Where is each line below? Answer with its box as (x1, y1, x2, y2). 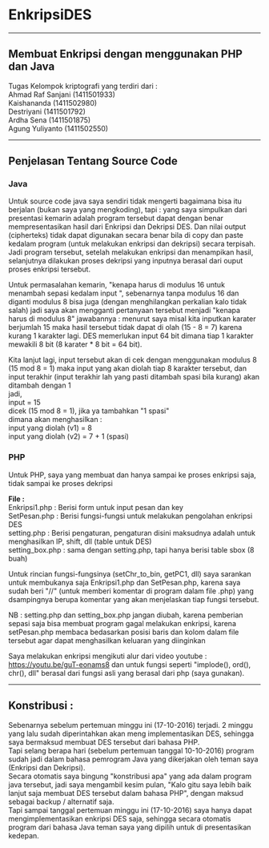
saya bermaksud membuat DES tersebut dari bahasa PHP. (8, 737, 200, 746)
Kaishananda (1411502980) (8, 98, 98, 107)
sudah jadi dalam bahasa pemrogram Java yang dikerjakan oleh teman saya (8, 754, 259, 764)
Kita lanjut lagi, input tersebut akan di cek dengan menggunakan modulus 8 (8, 355, 258, 365)
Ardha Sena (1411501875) (8, 115, 91, 125)
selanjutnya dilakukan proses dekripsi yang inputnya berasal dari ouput (8, 256, 243, 266)
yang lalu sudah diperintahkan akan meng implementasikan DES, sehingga (8, 729, 255, 738)
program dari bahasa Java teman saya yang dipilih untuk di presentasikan (8, 822, 251, 832)
